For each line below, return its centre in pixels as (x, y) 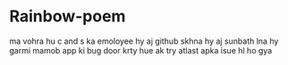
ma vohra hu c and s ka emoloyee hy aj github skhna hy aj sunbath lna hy (144, 41)
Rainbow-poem (68, 16)
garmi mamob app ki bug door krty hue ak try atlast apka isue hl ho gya (141, 50)
